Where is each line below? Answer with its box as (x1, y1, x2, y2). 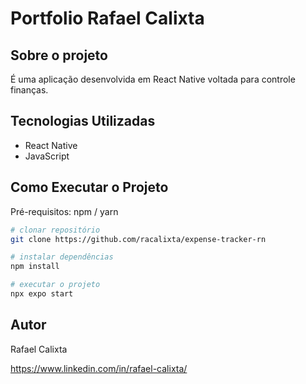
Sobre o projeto (10, 47, 108, 64)
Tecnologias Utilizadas (10, 113, 156, 130)
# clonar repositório (10, 225, 101, 235)
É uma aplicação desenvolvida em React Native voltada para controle (10, 73, 296, 85)
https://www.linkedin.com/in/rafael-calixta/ (10, 362, 188, 374)
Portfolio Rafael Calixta (10, 7, 205, 30)
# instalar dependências (10, 252, 114, 262)
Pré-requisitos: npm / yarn (10, 205, 119, 217)
